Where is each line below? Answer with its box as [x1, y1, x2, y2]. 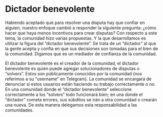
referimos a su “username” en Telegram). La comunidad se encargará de [5, 76, 152, 82]
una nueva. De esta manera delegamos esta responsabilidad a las [5, 102, 138, 108]
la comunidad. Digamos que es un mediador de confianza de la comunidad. [5, 50, 157, 57]
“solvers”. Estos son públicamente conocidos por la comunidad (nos [5, 70, 143, 76]
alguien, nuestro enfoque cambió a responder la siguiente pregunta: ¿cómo [5, 24, 157, 30]
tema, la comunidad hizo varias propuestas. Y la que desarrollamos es [5, 35, 146, 41]
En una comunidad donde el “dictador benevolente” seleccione [5, 86, 132, 92]
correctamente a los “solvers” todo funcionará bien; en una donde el [5, 92, 143, 97]
